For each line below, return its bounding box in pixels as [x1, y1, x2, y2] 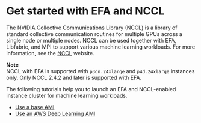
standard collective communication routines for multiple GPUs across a [6, 30, 182, 37]
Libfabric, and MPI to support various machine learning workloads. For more [6, 43, 196, 50]
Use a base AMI [14, 103, 55, 110]
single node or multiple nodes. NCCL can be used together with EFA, [6, 37, 176, 44]
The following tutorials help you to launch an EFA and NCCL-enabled [6, 85, 176, 92]
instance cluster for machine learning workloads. [6, 92, 128, 99]
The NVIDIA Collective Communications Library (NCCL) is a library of [6, 24, 178, 31]
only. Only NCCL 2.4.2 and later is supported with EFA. [6, 74, 142, 81]
